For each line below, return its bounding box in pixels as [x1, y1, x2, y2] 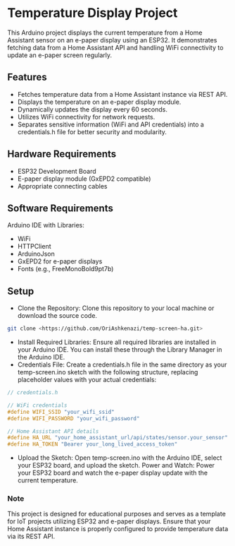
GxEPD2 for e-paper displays [17, 257, 103, 266]
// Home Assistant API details [7, 427, 99, 435]
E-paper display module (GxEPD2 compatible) [17, 174, 151, 183]
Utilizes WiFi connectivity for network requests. [17, 112, 155, 121]
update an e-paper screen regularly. [7, 51, 113, 59]
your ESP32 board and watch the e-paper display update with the [17, 468, 208, 477]
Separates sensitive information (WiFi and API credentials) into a [17, 120, 204, 129]
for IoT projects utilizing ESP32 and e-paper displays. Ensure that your [7, 517, 211, 526]
